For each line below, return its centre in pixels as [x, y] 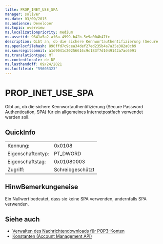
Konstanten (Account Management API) [52, 236]
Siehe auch [22, 219]
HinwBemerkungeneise [41, 187]
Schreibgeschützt [74, 170]
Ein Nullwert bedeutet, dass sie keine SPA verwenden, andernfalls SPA [76, 198]
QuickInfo [20, 133]
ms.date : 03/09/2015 [26, 19]
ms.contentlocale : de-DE [30, 60]
